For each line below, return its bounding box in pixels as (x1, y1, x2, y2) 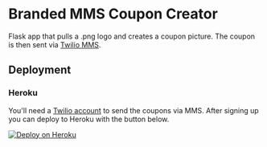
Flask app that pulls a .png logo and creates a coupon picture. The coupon (8, 31, 256, 41)
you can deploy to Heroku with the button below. (8, 114, 170, 124)
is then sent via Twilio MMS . (8, 39, 101, 49)
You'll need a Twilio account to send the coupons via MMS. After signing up (8, 105, 259, 115)
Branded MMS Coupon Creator (8, 5, 219, 23)
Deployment (8, 63, 72, 77)
